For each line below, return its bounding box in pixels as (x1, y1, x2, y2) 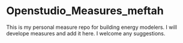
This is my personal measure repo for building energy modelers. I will (6, 24, 177, 31)
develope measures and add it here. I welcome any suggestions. (6, 29, 166, 37)
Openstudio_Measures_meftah (6, 4, 164, 18)
